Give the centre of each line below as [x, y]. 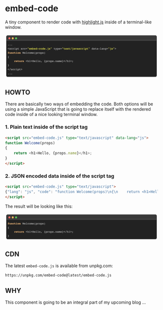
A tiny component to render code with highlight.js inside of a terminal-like [78, 22]
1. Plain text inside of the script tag [47, 127]
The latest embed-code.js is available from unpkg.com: [59, 266]
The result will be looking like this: [39, 206]
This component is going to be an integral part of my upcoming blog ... [76, 302]
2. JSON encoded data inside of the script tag [60, 176]
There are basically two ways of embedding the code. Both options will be [79, 104]
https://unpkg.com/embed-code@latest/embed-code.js [58, 275]
